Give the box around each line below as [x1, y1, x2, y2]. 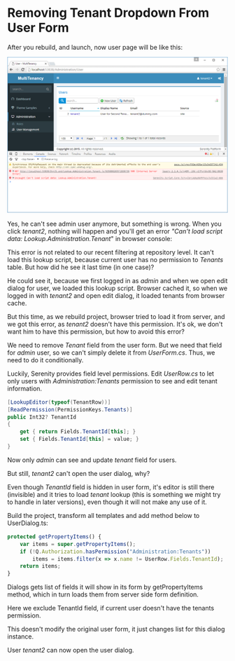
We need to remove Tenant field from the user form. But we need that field [7, 341, 222, 349]
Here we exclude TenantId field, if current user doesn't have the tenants [7, 604, 215, 613]
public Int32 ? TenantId [7, 414, 77, 421]
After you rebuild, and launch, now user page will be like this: [7, 43, 183, 51]
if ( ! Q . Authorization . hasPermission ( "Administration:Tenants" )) [20, 548, 211, 555]
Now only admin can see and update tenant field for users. [7, 456, 177, 464]
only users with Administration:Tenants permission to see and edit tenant [7, 376, 218, 385]
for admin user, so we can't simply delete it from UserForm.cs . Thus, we [7, 348, 215, 357]
